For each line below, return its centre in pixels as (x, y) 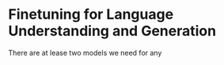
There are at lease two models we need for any (85, 52)
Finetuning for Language (91, 14)
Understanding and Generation (112, 31)
